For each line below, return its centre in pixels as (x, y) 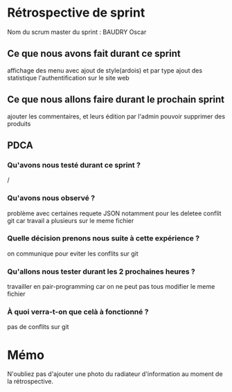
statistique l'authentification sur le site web (68, 78)
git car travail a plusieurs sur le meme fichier (71, 220)
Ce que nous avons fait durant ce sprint (94, 54)
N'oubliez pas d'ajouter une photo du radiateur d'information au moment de (115, 374)
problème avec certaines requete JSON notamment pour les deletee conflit (114, 213)
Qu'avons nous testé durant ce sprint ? (74, 165)
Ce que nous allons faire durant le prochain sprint (116, 99)
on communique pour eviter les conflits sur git (73, 253)
